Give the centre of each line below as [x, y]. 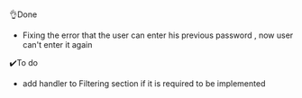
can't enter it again [57, 45]
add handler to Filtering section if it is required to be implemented [144, 84]
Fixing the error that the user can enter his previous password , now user [158, 35]
